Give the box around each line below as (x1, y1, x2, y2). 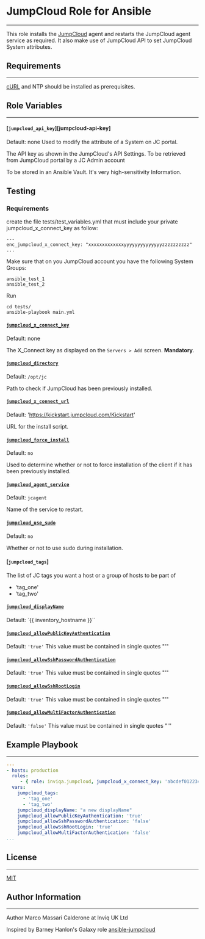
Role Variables (6, 101, 62, 111)
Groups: (6, 264, 27, 272)
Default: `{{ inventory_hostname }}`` (6, 617, 96, 624)
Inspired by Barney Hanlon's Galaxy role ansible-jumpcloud (6, 926, 156, 933)
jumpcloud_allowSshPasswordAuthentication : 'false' (17, 818, 151, 825)
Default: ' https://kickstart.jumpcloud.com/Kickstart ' (6, 411, 135, 419)
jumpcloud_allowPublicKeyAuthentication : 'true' (17, 813, 143, 819)
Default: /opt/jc (6, 372, 47, 380)
